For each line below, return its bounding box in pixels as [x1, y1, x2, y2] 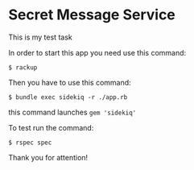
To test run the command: [8, 122, 94, 132]
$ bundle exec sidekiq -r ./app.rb [8, 93, 128, 102]
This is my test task [8, 32, 72, 42]
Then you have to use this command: [8, 77, 131, 87]
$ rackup [8, 63, 38, 72]
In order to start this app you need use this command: [8, 48, 187, 57]
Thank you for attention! [8, 152, 89, 162]
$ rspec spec [8, 139, 52, 147]
